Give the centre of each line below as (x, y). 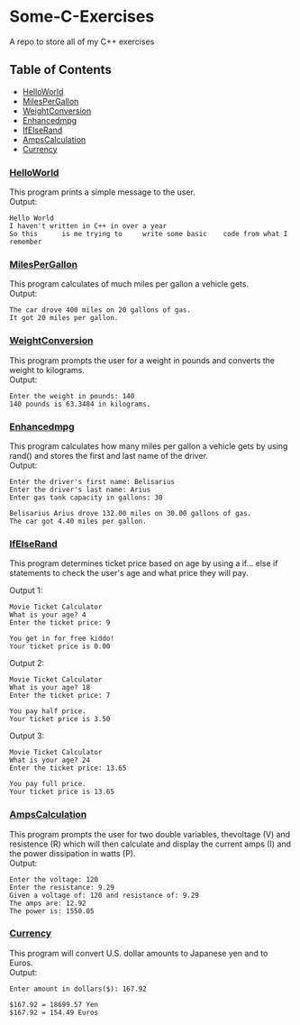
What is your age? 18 (50, 688)
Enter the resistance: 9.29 (62, 887)
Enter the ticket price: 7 (60, 696)
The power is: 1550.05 (52, 911)
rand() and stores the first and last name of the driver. (109, 455)
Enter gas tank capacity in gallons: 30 (86, 498)
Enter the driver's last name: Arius (80, 490)
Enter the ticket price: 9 (60, 623)
